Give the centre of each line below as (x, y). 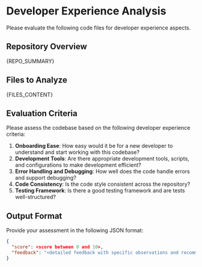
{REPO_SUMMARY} (30, 61)
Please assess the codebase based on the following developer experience (98, 128)
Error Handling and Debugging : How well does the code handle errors (103, 171)
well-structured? (35, 197)
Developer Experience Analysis (86, 11)
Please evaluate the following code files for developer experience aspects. (99, 28)
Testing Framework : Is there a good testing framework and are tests (100, 191)
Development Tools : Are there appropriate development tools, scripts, (102, 159)
